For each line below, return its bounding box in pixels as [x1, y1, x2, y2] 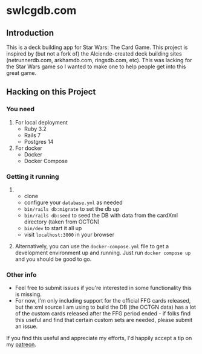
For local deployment [15, 118, 68, 126]
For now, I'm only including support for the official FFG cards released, [15, 297, 191, 304]
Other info [6, 270, 37, 278]
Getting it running [6, 172, 59, 181]
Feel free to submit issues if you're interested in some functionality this [15, 285, 192, 292]
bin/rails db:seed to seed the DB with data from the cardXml [24, 211, 178, 219]
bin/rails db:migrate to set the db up [24, 205, 120, 212]
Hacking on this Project [6, 87, 96, 97]
